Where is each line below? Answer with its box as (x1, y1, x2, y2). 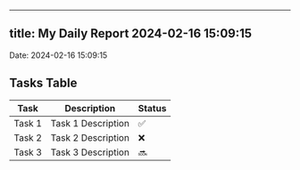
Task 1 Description (50, 117, 129, 129)
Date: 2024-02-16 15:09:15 (9, 50, 108, 61)
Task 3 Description (50, 146, 129, 158)
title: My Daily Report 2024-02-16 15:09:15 (9, 26, 253, 41)
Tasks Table (9, 76, 78, 91)
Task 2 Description (50, 131, 129, 143)
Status (137, 101, 167, 114)
